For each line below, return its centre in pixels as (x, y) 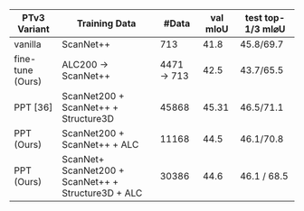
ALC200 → (85, 64)
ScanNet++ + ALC (100, 145)
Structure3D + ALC (102, 193)
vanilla (28, 44)
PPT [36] (33, 107)
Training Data (106, 23)
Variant (33, 29)
